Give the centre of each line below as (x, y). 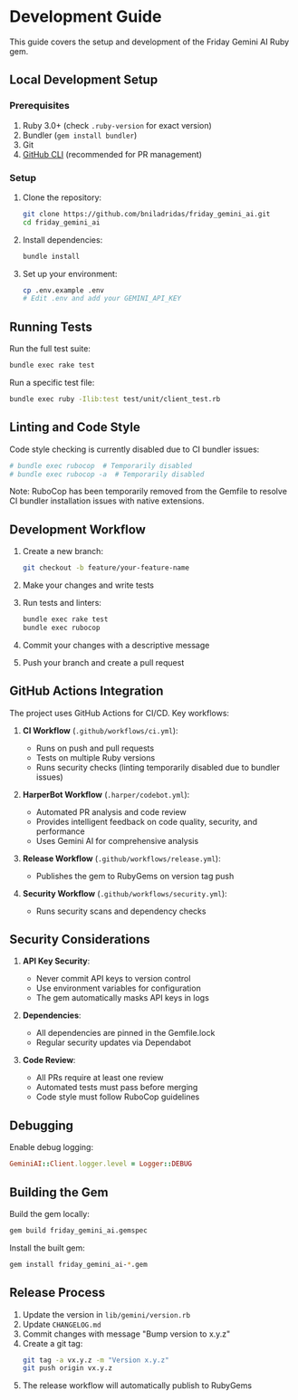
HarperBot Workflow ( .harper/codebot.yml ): (106, 794)
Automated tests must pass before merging (117, 1088)
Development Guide (86, 17)
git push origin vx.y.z (67, 1368)
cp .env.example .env (63, 290)
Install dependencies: (62, 240)
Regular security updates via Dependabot (114, 1042)
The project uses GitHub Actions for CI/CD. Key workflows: (119, 713)
